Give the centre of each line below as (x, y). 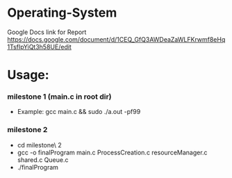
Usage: (28, 75)
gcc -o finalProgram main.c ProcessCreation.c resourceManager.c (112, 152)
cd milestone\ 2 (39, 145)
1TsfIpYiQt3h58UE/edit (39, 47)
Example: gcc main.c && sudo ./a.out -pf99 (79, 112)
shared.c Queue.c (43, 160)
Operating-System (62, 13)
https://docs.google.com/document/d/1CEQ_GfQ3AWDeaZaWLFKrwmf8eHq (116, 39)
